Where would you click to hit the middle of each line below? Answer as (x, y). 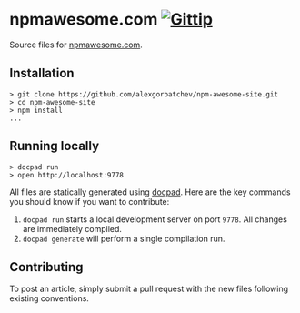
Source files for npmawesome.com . (76, 45)
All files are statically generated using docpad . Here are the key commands (150, 192)
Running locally (55, 146)
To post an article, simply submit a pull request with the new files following (149, 289)
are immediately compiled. (72, 228)
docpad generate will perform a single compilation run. (124, 238)
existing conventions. (49, 298)
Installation (42, 73)
